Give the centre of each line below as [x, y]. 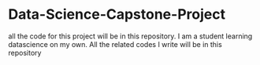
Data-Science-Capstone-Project [117, 14]
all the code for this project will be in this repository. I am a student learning [130, 36]
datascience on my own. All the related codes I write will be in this [115, 44]
